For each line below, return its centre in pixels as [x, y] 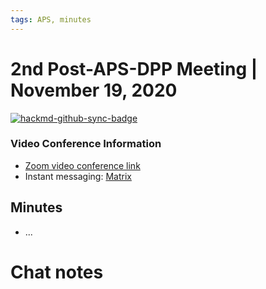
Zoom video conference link [82, 165]
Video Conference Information [86, 144]
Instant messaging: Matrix [78, 176]
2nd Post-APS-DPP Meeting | [134, 68]
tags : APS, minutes [51, 19]
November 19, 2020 [94, 90]
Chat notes [57, 272]
